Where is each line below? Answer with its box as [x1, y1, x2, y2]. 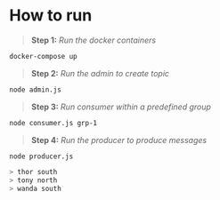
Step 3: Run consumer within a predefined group [30, 101, 212, 112]
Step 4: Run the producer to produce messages [30, 134, 208, 145]
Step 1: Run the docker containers [30, 35, 157, 45]
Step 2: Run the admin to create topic [30, 68, 170, 78]
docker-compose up [9, 52, 77, 60]
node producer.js [9, 152, 74, 161]
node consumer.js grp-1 [9, 118, 98, 127]
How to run [9, 5, 93, 26]
